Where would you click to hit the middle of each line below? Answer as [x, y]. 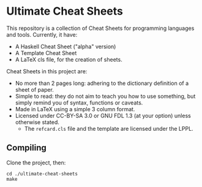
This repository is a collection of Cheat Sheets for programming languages [100, 28]
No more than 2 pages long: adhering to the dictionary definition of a [102, 83]
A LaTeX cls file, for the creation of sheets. [69, 59]
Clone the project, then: [36, 163]
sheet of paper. [34, 89]
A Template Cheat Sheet [46, 53]
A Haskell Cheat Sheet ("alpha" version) [65, 46]
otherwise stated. [37, 122]
